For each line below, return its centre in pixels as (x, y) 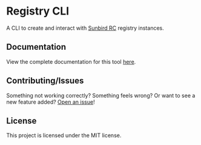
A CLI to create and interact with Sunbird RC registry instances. (85, 28)
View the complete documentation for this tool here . (71, 61)
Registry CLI (38, 11)
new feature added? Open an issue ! (51, 102)
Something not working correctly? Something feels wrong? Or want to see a (101, 95)
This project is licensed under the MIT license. (64, 135)
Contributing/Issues (45, 81)
